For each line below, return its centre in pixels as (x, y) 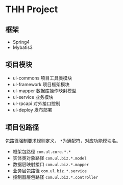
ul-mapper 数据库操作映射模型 (44, 91)
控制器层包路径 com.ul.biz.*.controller (55, 177)
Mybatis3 (23, 47)
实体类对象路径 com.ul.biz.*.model (50, 158)
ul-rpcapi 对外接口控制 (36, 103)
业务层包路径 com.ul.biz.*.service (50, 170)
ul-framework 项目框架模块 (41, 84)
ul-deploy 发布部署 (32, 110)
